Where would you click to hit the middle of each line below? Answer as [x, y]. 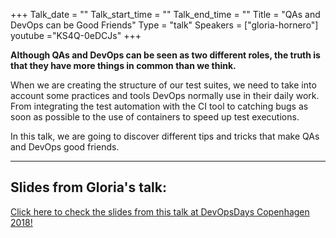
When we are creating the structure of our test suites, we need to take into [163, 85]
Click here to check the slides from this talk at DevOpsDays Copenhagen [160, 211]
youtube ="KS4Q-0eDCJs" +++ [76, 35]
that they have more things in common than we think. [123, 65]
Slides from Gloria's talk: [89, 187]
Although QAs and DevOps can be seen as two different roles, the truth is [165, 55]
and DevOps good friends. [65, 147]
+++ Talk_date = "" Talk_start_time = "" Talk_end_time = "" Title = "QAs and [165, 14]
